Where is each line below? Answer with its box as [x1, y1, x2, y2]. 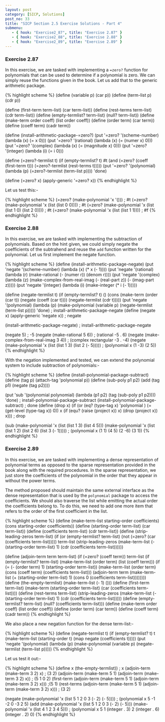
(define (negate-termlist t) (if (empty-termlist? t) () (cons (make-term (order [5, 292, 158, 298]
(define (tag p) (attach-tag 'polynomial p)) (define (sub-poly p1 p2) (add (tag [5, 377, 160, 383]
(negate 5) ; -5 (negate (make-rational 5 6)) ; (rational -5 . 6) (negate [5, 332, 144, 338]
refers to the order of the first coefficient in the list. [5, 508, 108, 514]
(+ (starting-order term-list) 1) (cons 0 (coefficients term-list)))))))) [12, 574, 146, 580]
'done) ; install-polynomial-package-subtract [5, 397, 97, 403]
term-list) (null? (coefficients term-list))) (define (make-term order [24, 601, 158, 607]
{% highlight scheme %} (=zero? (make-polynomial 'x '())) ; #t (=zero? [5, 197, 148, 203]
